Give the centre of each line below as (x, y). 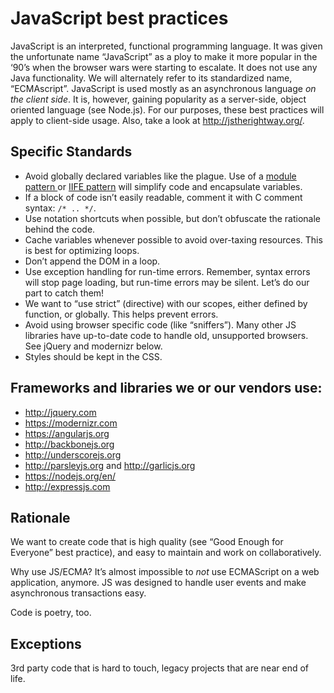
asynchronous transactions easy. (78, 593)
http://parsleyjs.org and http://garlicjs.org (110, 465)
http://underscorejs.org (73, 454)
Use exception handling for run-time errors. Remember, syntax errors (167, 271)
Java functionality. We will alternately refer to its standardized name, (151, 78)
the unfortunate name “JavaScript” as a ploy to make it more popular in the (164, 56)
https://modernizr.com (71, 423)
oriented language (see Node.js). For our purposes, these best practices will (167, 109)
